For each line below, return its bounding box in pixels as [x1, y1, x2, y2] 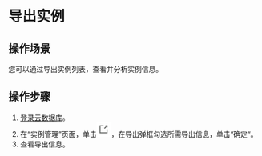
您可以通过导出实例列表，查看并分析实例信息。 [8, 65, 163, 74]
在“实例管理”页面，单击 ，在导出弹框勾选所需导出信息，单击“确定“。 [19, 129, 258, 138]
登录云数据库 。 [19, 113, 70, 122]
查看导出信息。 [19, 139, 70, 149]
